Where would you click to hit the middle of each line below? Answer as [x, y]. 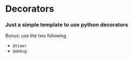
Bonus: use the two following [36, 36]
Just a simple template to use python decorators [67, 25]
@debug [20, 51]
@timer [20, 46]
